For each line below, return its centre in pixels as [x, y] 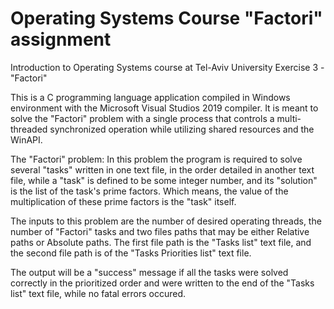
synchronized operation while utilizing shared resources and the [182, 129]
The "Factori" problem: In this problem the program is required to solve [156, 159]
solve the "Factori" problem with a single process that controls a [142, 118]
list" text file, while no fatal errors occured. [98, 293]
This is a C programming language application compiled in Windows [150, 97]
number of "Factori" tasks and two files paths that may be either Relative [160, 231]
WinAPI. [26, 139]
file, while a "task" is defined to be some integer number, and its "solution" [164, 180]
